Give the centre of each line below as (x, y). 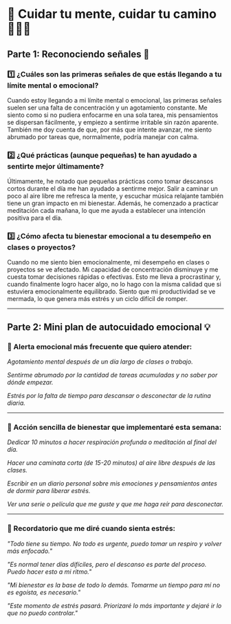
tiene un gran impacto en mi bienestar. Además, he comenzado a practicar (113, 203)
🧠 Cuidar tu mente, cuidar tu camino (112, 14)
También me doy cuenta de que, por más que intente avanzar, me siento (109, 129)
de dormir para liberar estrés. (49, 491)
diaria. (16, 403)
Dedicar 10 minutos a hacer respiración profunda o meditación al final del (112, 442)
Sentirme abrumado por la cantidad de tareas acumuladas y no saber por (112, 375)
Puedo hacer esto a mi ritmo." (49, 572)
